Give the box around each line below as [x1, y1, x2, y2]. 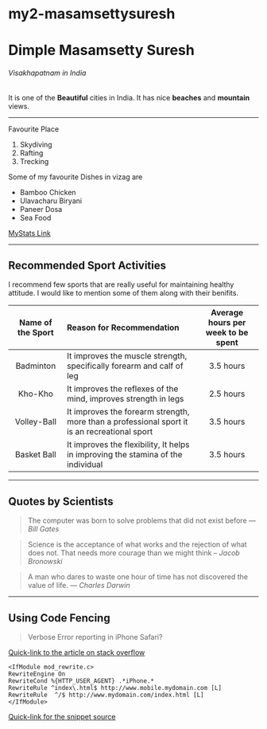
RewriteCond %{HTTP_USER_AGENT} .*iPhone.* [8, 677, 155, 685]
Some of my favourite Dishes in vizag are [8, 172, 143, 182]
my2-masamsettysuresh [8, 5, 176, 23]
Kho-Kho [18, 388, 53, 399]
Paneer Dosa [19, 204, 63, 214]
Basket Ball [14, 449, 57, 461]
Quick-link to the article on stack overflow [8, 648, 145, 657]
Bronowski [27, 557, 63, 566]
